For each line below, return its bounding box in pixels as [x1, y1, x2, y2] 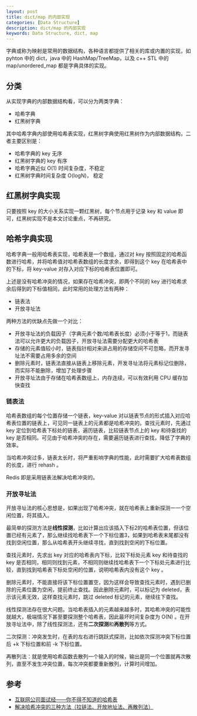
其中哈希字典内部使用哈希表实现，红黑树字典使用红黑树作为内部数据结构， [6, 130, 186, 137]
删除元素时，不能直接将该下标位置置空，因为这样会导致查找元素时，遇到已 [6, 579, 186, 586]
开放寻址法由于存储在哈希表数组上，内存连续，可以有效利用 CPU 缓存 [14, 374, 183, 381]
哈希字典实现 [6, 234, 53, 244]
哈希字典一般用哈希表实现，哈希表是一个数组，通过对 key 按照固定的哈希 [6, 251, 182, 258]
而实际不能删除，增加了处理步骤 [14, 367, 92, 374]
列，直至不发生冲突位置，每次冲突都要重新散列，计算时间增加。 [6, 660, 160, 668]
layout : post [6, 8, 38, 15]
